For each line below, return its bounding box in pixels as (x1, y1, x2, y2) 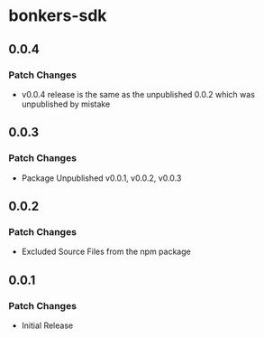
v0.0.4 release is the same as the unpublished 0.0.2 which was (21, 89, 256, 99)
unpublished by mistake (21, 99, 111, 109)
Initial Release (21, 320, 74, 331)
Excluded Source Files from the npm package (21, 246, 191, 258)
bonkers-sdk (8, 5, 107, 26)
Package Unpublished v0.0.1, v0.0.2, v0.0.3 (21, 173, 182, 183)
